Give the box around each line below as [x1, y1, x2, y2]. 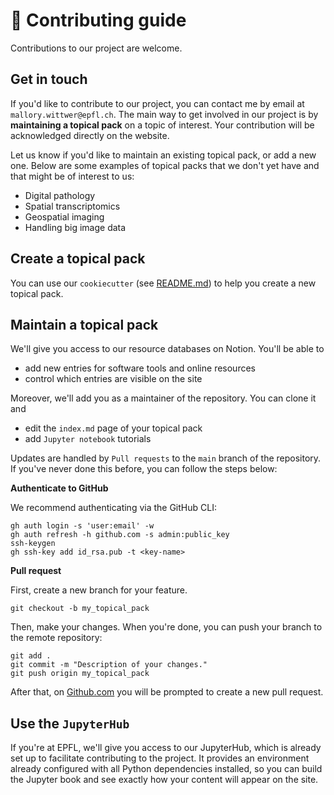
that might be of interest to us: [10, 170, 135, 182]
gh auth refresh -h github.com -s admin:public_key [10, 530, 230, 540]
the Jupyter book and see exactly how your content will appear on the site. [10, 774, 319, 786]
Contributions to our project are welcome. [10, 42, 183, 54]
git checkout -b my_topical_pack [10, 604, 150, 614]
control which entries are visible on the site [24, 373, 203, 385]
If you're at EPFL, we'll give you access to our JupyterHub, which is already [10, 742, 322, 754]
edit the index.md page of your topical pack [24, 422, 203, 434]
